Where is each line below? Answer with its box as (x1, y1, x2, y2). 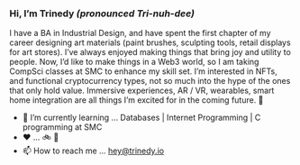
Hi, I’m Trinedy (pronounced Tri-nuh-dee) (9, 7, 195, 20)
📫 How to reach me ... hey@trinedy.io (22, 145, 165, 156)
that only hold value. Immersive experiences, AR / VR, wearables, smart (9, 85, 275, 96)
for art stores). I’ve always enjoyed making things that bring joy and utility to (9, 47, 291, 58)
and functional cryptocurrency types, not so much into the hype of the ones (9, 76, 291, 87)
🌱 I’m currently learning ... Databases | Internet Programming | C (22, 112, 261, 124)
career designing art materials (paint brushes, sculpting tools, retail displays (9, 37, 291, 48)
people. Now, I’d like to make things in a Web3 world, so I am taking (9, 57, 259, 68)
